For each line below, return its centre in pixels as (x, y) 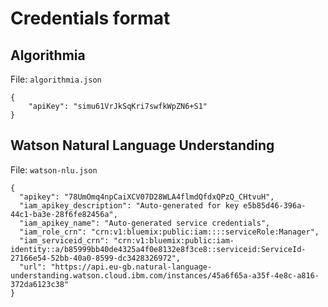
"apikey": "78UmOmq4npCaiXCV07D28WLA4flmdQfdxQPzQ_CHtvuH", (147, 197)
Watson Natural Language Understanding (142, 145)
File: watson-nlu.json (54, 169)
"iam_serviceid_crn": (64, 240)
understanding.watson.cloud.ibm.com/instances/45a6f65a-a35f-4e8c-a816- (165, 275)
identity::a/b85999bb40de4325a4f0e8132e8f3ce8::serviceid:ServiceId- (158, 249)
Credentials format (90, 18)
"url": (33, 267)
